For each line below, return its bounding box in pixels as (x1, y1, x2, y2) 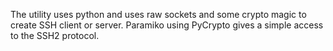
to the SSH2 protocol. (10, 30, 100, 41)
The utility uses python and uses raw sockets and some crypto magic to (10, 9, 307, 20)
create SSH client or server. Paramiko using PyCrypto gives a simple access (10, 19, 324, 31)
